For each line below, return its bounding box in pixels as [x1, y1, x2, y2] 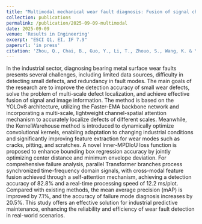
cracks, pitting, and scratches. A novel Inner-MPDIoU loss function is [6, 141, 177, 148]
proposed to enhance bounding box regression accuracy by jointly [6, 148, 171, 155]
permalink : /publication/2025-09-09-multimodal [6, 20, 128, 26]
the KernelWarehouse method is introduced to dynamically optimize [6, 122, 174, 129]
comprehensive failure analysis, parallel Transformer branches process [6, 160, 183, 167]
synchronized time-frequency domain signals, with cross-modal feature [6, 167, 184, 174]
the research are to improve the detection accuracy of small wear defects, [6, 84, 190, 91]
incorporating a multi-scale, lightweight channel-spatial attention [6, 109, 167, 116]
